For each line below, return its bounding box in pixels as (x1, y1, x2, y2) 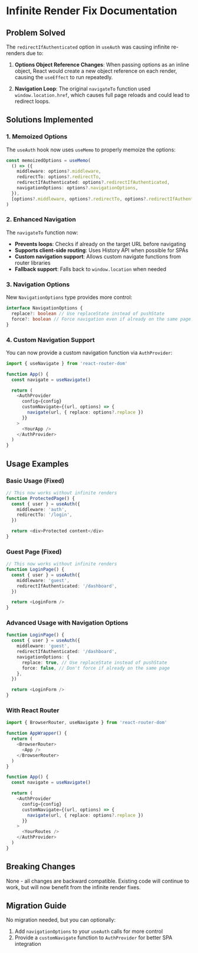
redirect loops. (14, 98, 50, 105)
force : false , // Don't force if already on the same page (21, 665, 170, 671)
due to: (26, 50, 44, 57)
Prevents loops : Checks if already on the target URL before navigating (14, 240, 186, 247)
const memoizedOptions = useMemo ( (6, 157, 91, 163)
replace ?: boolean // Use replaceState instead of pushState (11, 311, 165, 317)
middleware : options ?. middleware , (16, 169, 101, 175)
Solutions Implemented (6, 115, 93, 125)
